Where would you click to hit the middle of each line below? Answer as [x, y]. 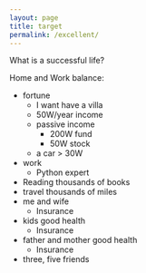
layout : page [34, 18]
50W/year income [70, 115]
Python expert [63, 172]
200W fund [71, 134]
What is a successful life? [57, 61]
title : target [36, 26]
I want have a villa [69, 105]
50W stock [70, 144]
